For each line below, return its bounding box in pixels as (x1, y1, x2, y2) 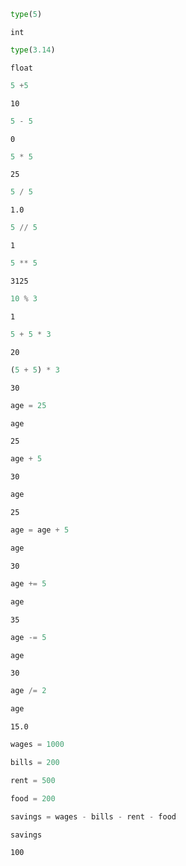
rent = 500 (10, 775, 56, 785)
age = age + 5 (10, 525, 70, 535)
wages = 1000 (10, 740, 65, 750)
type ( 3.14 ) (10, 45, 56, 55)
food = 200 (10, 793, 56, 804)
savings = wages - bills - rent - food (10, 811, 177, 822)
